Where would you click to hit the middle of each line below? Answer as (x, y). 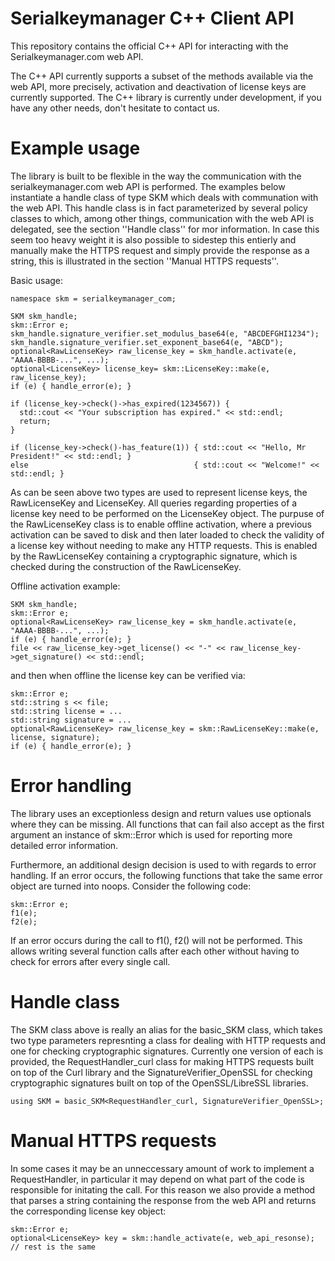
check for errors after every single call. (90, 961)
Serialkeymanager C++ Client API (152, 18)
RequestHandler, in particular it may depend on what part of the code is (157, 1179)
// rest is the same (53, 1247)
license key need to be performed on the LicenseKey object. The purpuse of (167, 513)
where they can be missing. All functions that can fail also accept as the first (167, 824)
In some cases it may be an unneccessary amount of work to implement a (162, 1168)
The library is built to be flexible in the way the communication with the (156, 176)
